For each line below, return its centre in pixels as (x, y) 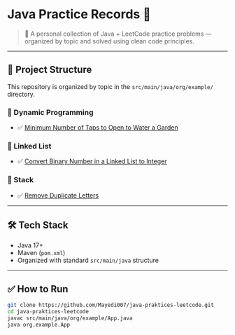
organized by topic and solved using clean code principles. (109, 41)
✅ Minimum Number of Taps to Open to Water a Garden (98, 128)
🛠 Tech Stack (38, 225)
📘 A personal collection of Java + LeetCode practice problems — (118, 34)
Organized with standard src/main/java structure (88, 260)
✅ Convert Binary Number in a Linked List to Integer (92, 161)
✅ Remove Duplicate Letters (58, 195)
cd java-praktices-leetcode (48, 312)
